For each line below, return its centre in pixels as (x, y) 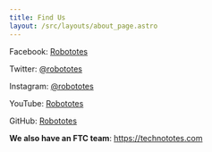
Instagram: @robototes (51, 86)
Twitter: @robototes (46, 69)
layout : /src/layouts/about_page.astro (84, 26)
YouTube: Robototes (47, 103)
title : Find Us (38, 17)
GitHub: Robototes (43, 121)
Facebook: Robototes (48, 51)
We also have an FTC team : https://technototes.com (106, 138)
